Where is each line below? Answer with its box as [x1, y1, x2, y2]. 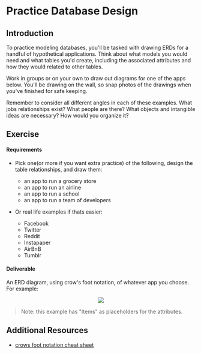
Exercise [6, 129, 40, 139]
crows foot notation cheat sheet [14, 341, 94, 349]
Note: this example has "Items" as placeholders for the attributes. [20, 308, 183, 315]
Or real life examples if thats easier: [14, 208, 103, 215]
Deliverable [6, 265, 36, 272]
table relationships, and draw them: [14, 166, 103, 173]
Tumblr [23, 251, 42, 259]
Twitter [23, 226, 42, 233]
